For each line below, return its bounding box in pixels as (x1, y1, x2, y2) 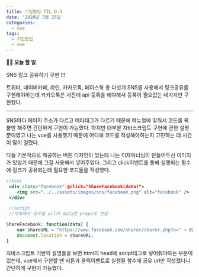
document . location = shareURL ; (17, 232, 94, 239)
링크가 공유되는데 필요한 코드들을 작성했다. (12, 166, 111, 173)
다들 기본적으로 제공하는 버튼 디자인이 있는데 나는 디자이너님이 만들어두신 (6, 152, 176, 159)
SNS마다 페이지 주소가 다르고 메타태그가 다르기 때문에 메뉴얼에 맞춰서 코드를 (6, 117, 183, 124)
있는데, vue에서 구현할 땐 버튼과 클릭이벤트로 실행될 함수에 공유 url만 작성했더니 (6, 257, 191, 264)
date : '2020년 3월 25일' (6, 14, 64, 20)
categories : (6, 20, 36, 25)
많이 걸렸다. (12, 138, 40, 146)
